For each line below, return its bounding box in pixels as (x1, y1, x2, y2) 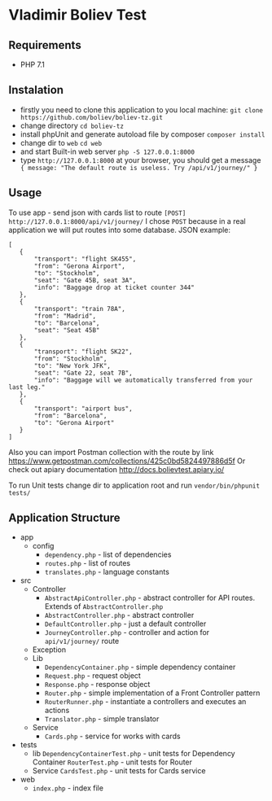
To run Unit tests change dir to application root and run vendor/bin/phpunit (8, 480, 261, 490)
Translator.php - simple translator (44, 714, 160, 724)
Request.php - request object (44, 671, 141, 681)
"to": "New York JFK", (33, 361, 112, 370)
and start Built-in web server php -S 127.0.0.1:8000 (20, 147, 195, 156)
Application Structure (8, 511, 121, 525)
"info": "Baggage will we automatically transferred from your (33, 376, 253, 384)
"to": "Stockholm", (33, 269, 100, 278)
